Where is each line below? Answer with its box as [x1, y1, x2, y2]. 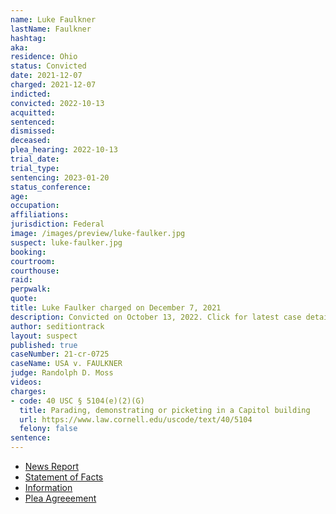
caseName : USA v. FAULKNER [10, 359, 123, 369]
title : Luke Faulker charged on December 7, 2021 [10, 303, 222, 313]
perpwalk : [10, 284, 52, 295]
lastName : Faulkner [10, 24, 92, 34]
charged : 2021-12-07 [10, 80, 97, 90]
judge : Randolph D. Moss [10, 368, 114, 378]
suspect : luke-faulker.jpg [10, 237, 123, 248]
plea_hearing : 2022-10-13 [10, 145, 118, 155]
